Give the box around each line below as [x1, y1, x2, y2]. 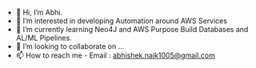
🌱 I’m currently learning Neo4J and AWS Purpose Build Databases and [15, 25, 249, 34]
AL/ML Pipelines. [15, 33, 72, 42]
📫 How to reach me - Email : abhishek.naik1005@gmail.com [15, 50, 216, 60]
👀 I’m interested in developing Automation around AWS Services [15, 16, 228, 26]
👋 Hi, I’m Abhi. [15, 8, 62, 17]
